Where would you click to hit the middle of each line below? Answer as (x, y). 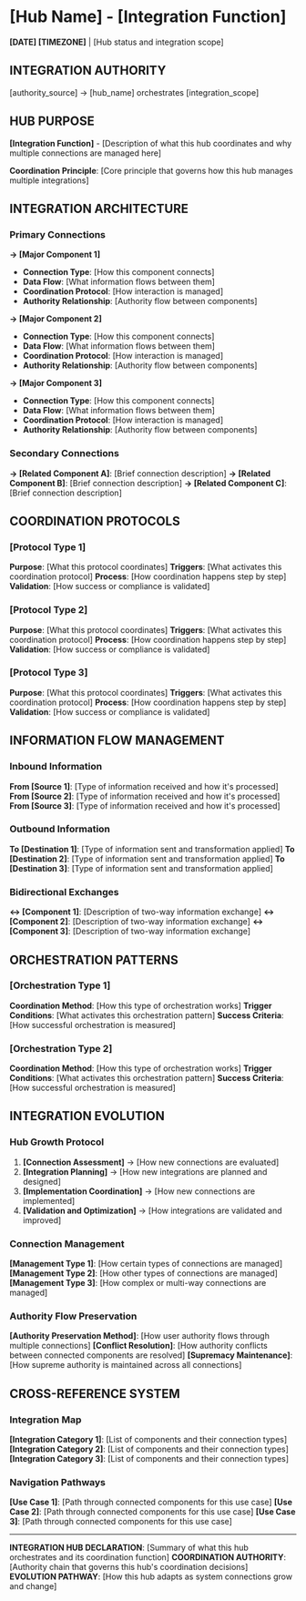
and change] (33, 1586)
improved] (42, 1220)
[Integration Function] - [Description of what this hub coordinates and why (151, 143)
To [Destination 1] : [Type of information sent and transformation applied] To (152, 849)
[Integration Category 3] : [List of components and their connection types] (149, 1459)
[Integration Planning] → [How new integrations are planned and (145, 1171)
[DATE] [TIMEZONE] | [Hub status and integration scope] (117, 42)
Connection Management (67, 1243)
